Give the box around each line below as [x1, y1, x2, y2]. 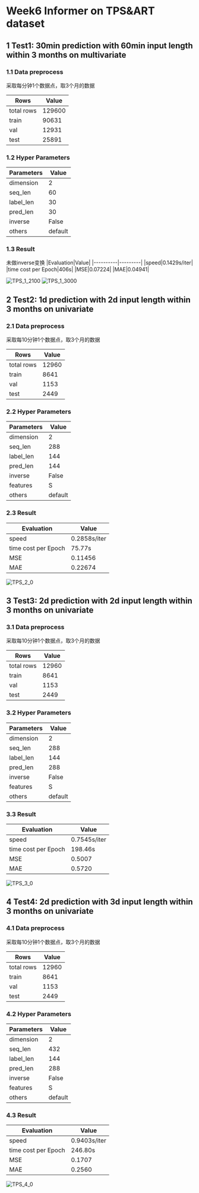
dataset [6, 17, 45, 30]
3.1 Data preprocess [6, 623, 65, 632]
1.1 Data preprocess [6, 67, 64, 76]
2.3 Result [6, 509, 37, 517]
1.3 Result [6, 245, 35, 254]
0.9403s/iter [71, 1136, 107, 1145]
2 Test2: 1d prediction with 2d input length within [6, 295, 191, 305]
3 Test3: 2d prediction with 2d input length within [6, 596, 193, 606]
